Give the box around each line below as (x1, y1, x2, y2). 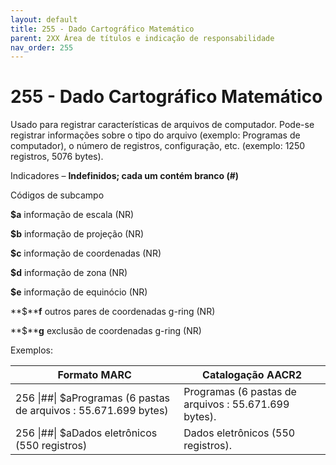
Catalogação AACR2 (202, 368, 303, 382)
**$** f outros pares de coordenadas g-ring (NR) (10, 306, 216, 318)
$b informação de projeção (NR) (10, 228, 145, 240)
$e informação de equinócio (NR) (10, 286, 148, 298)
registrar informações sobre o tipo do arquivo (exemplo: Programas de (10, 129, 301, 141)
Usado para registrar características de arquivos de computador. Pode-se (10, 119, 315, 131)
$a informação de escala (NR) (10, 209, 135, 221)
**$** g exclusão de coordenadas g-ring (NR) (10, 325, 202, 337)
